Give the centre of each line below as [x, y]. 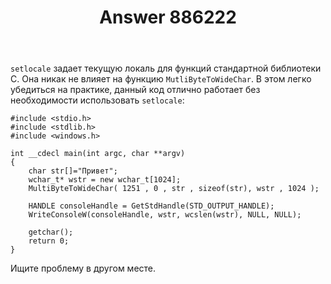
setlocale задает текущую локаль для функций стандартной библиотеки [166, 68]
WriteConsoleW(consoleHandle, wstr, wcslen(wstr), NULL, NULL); [165, 215]
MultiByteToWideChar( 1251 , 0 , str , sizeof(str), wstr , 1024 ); [174, 189]
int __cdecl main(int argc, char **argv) [98, 154]
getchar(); [51, 232]
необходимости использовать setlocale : [97, 100]
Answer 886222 [168, 17]
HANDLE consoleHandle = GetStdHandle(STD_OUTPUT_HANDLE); [151, 206]
